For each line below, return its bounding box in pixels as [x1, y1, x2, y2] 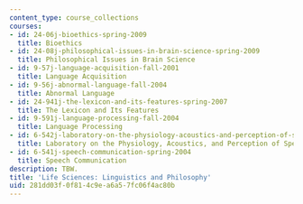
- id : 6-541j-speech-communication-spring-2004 [9, 147, 192, 156]
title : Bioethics [17, 38, 83, 48]
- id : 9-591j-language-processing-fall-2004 [9, 114, 179, 123]
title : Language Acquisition [17, 72, 127, 81]
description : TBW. [9, 164, 78, 173]
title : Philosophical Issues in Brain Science [17, 55, 196, 64]
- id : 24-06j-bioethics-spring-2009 [9, 30, 147, 39]
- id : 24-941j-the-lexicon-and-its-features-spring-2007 [9, 97, 228, 107]
